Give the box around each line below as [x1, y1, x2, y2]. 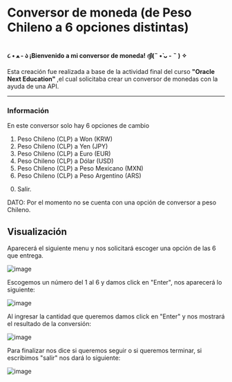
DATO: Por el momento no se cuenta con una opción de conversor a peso [7, 198, 217, 207]
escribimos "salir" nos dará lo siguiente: [7, 354, 121, 362]
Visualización [7, 226, 67, 238]
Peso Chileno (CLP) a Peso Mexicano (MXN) [17, 164, 144, 173]
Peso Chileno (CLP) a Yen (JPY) [17, 142, 108, 151]
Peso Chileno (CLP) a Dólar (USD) [17, 157, 114, 165]
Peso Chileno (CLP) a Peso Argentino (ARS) [17, 171, 142, 180]
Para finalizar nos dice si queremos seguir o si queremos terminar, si [7, 347, 202, 355]
